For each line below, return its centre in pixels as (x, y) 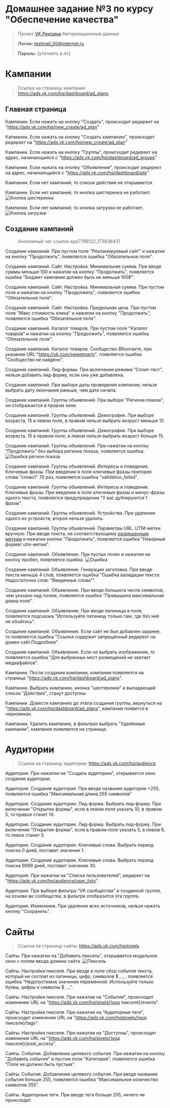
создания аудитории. (28, 779)
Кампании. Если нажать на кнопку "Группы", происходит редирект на (81, 152)
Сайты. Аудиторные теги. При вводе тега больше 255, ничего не (75, 1095)
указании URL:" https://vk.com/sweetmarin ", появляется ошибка (74, 354)
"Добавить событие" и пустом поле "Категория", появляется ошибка (80, 1059)
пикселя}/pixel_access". (31, 1044)
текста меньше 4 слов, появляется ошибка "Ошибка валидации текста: (83, 575)
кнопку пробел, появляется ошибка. (45, 560)
